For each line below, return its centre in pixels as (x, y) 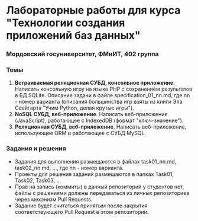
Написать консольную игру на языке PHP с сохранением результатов (103, 89)
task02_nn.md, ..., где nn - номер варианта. (69, 168)
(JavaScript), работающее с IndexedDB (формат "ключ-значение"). (99, 121)
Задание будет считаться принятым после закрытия (81, 206)
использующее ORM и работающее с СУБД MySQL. (80, 133)
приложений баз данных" (73, 36)
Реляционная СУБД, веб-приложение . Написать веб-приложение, (100, 127)
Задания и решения (36, 149)
